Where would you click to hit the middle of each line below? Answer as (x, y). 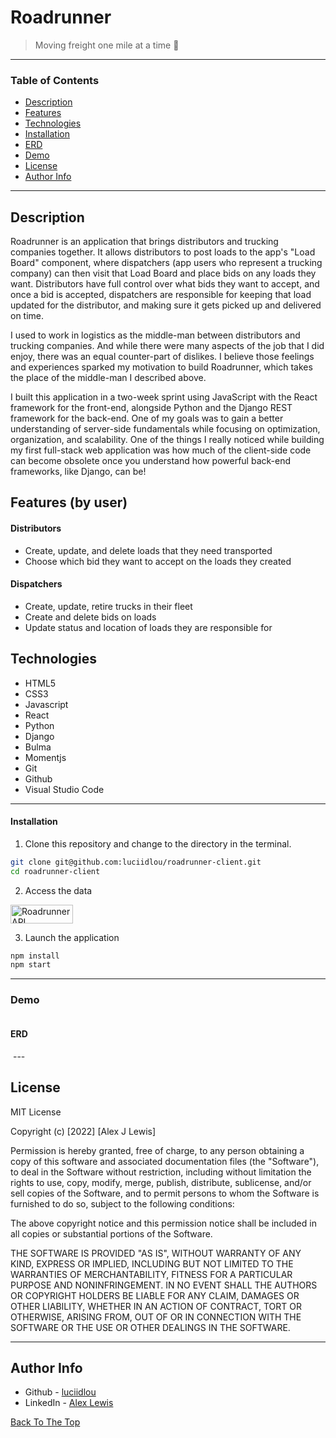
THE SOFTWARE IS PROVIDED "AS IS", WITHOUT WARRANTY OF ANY (156, 1253)
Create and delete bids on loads (90, 617)
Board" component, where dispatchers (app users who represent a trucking (166, 263)
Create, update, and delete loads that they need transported (148, 550)
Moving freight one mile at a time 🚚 (107, 45)
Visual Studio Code (64, 789)
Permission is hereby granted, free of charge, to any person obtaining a (157, 1150)
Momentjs (45, 757)
